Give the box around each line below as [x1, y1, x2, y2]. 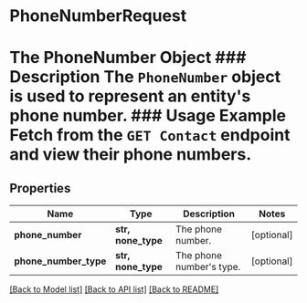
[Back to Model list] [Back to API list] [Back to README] [9, 284, 219, 295]
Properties [9, 180, 71, 196]
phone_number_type [14, 255, 107, 267]
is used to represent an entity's [9, 86, 251, 107]
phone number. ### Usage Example [9, 106, 287, 126]
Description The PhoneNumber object [9, 67, 281, 88]
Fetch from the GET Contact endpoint [9, 125, 291, 146]
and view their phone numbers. [9, 144, 252, 165]
